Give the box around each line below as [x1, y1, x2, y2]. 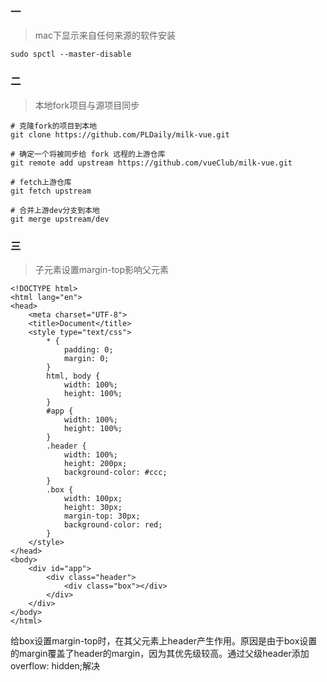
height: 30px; [63, 502, 123, 512]
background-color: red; [63, 519, 163, 530]
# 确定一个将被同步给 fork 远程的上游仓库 [10, 149, 166, 159]
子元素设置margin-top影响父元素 [34, 263, 170, 275]
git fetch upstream [10, 186, 92, 196]
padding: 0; [63, 344, 114, 355]
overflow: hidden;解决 [10, 659, 100, 672]
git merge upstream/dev [10, 214, 110, 224]
